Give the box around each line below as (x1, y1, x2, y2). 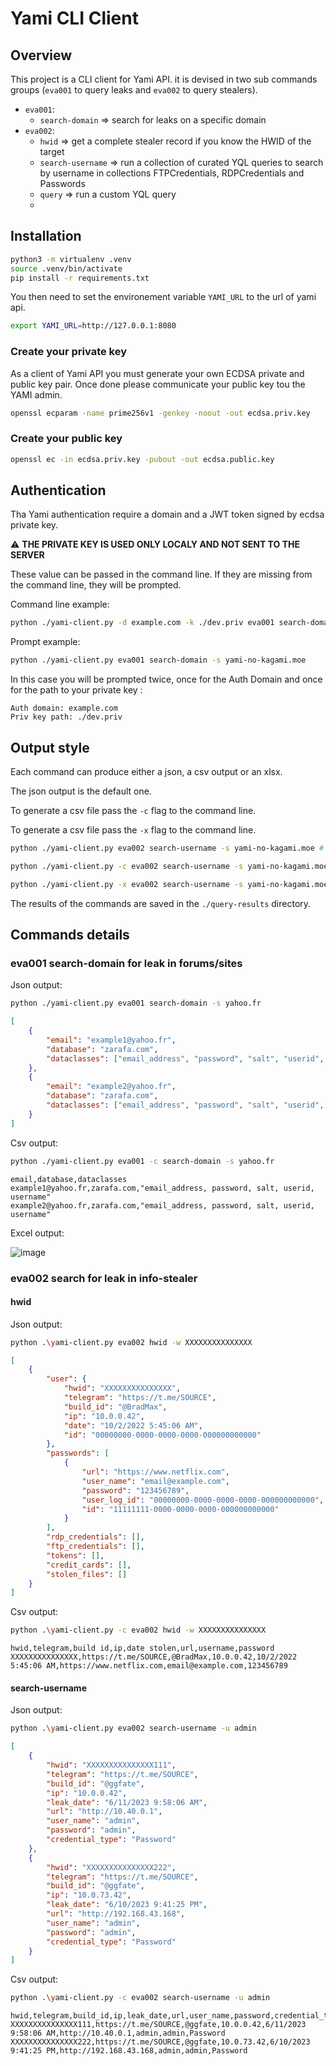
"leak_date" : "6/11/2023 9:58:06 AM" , (46, 1797, 208, 1807)
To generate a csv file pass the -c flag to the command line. (10, 805, 257, 817)
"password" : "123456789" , (81, 1485, 190, 1496)
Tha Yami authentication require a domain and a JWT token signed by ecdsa (10, 508, 325, 521)
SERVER (10, 549, 45, 561)
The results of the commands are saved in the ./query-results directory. (10, 897, 312, 909)
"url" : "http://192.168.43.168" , (46, 1909, 186, 1919)
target (39, 146, 65, 157)
